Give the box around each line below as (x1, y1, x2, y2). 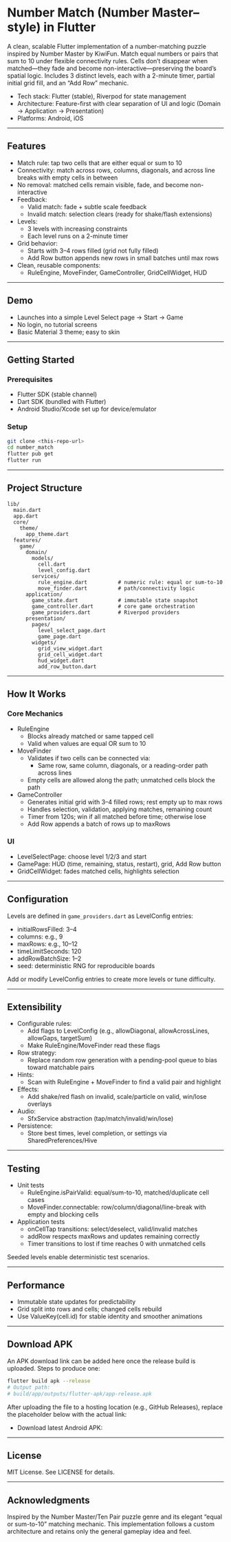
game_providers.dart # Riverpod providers (32, 609, 180, 616)
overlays (27, 1100, 52, 1109)
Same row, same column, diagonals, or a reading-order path (37, 761, 208, 769)
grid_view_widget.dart (37, 645, 103, 652)
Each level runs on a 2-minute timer (27, 232, 129, 240)
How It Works (7, 688, 67, 700)
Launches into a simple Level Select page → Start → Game (16, 313, 184, 321)
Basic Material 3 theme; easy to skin (16, 328, 120, 336)
